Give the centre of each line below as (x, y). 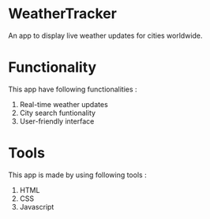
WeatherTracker (62, 14)
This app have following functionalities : (73, 89)
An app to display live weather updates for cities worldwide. (105, 35)
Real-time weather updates (64, 104)
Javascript (37, 206)
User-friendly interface (57, 121)
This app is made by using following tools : (78, 175)
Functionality (52, 67)
